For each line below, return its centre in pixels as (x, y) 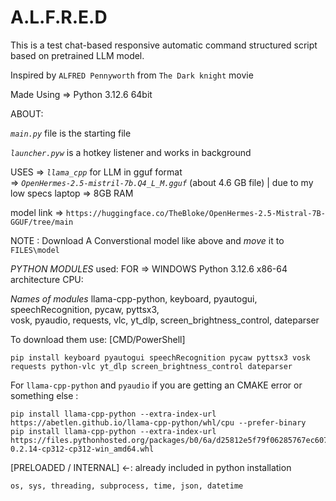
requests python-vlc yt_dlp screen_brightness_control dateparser (151, 366)
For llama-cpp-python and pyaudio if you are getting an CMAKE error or (156, 385)
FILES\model (35, 250)
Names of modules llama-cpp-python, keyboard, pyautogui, (134, 298)
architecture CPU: (47, 279)
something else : (44, 395)
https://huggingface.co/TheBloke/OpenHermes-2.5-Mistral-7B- (195, 213)
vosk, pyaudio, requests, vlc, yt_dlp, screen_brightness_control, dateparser (165, 320)
